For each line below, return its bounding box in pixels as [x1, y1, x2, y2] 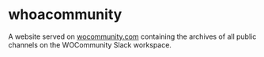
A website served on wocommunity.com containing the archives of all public [8, 32, 257, 41]
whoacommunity [8, 6, 123, 24]
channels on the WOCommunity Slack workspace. [8, 40, 172, 49]
